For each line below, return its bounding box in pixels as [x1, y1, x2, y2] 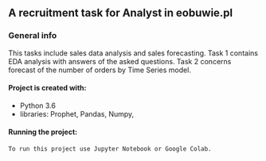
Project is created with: [8, 83, 87, 93]
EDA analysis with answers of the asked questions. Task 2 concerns [8, 56, 232, 66]
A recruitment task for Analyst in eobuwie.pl [8, 6, 233, 20]
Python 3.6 [19, 101, 56, 110]
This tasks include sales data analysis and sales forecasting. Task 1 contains [8, 48, 259, 58]
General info [8, 30, 57, 41]
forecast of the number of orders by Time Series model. [8, 65, 191, 75]
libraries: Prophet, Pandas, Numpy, [19, 109, 135, 118]
